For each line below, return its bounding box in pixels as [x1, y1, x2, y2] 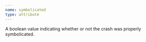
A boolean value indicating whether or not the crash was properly [5, 25, 141, 31]
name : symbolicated [5, 7, 46, 12]
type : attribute [5, 12, 39, 17]
